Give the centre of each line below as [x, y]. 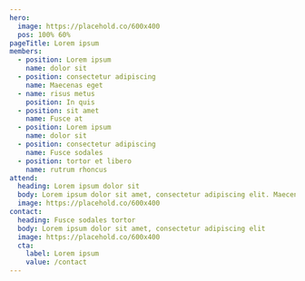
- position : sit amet [59, 111]
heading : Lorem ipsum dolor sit [79, 187]
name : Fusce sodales [64, 152]
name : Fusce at [54, 119]
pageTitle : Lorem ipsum [54, 43]
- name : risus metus [56, 93]
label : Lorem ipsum [63, 254]
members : [26, 52]
